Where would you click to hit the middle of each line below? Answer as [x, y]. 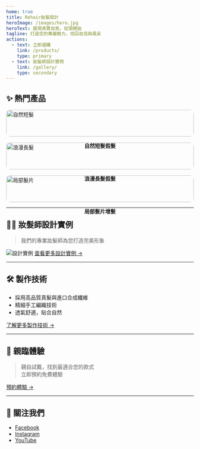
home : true [20, 12]
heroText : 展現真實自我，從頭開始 [44, 28]
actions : [17, 39]
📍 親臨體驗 [25, 352]
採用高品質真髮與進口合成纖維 [51, 297]
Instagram [27, 434]
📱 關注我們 [25, 413]
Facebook [27, 428]
